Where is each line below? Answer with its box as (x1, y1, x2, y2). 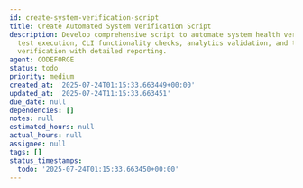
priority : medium (9, 72, 75, 81)
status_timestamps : (9, 155, 83, 165)
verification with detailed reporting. (17, 47, 168, 56)
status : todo (9, 64, 59, 73)
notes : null (9, 114, 54, 123)
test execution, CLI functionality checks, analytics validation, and (17, 38, 289, 48)
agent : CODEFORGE (9, 55, 75, 64)
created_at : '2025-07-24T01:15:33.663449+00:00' (9, 80, 196, 89)
